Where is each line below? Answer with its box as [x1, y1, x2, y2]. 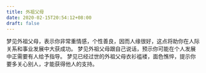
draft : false [6, 20, 40, 26]
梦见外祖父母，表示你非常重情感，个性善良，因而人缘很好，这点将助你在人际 [6, 38, 200, 45]
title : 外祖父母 [6, 9, 44, 15]
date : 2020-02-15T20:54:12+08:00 [6, 15, 92, 21]
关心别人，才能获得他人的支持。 [17, 60, 98, 68]
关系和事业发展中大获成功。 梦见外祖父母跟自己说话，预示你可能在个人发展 [6, 45, 196, 52]
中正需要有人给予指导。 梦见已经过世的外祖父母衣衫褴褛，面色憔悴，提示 [6, 53, 191, 60]
